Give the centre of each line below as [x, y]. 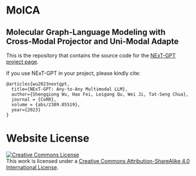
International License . [32, 167]
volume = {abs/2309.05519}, [46, 105]
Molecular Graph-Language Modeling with [86, 32]
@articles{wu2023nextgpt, [38, 84]
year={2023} [26, 110]
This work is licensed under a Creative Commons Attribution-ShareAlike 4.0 [98, 161]
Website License [48, 138]
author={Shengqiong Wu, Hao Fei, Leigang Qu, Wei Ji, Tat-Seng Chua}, [100, 94]
